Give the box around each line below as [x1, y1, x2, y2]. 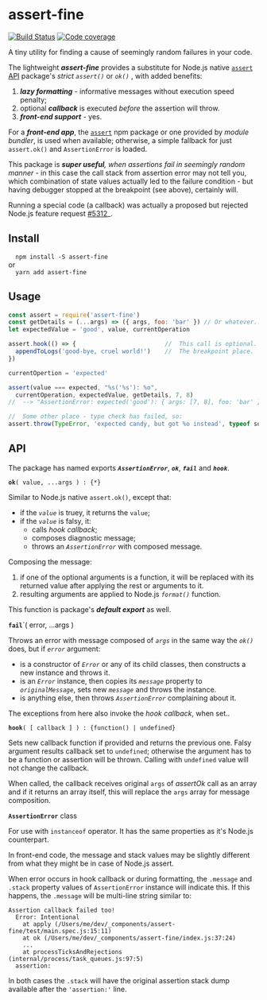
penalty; [19, 95, 48, 104]
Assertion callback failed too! [8, 906, 115, 914]
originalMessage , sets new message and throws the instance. [19, 684, 217, 694]
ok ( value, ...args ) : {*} [8, 479, 102, 486]
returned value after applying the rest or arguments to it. [19, 580, 204, 590]
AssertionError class [8, 811, 78, 820]
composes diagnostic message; [31, 533, 137, 542]
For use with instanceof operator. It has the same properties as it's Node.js [8, 826, 254, 835]
